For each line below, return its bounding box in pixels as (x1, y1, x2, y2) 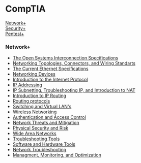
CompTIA (5, 3, 46, 15)
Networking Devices (12, 71, 56, 77)
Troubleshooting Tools (12, 136, 60, 142)
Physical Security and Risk (12, 125, 69, 131)
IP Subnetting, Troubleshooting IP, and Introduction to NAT (12, 87, 136, 93)
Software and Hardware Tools (12, 141, 75, 147)
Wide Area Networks (12, 131, 57, 137)
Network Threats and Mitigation (12, 120, 80, 126)
